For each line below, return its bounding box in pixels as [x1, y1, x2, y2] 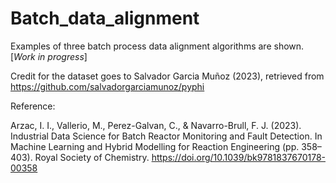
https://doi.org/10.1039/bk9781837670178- [151, 151, 326, 163]
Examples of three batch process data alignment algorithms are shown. [10, 40, 305, 52]
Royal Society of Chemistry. [34, 151, 150, 163]
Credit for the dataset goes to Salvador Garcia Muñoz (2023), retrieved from [10, 70, 325, 82]
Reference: [10, 100, 56, 112]
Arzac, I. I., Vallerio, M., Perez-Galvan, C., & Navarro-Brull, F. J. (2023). [10, 119, 302, 131]
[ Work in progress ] [10, 50, 88, 62]
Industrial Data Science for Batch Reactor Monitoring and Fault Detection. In [10, 130, 323, 142]
